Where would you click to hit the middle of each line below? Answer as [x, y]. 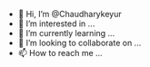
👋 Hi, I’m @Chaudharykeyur [70, 14]
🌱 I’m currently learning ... [66, 33]
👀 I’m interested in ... [56, 24]
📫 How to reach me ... [60, 53]
